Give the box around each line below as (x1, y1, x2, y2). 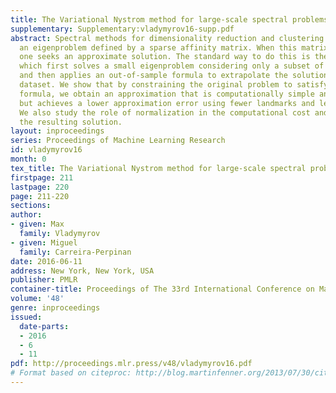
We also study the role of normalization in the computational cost (19, 107, 311, 118)
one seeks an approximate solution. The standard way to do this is (19, 52, 311, 62)
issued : (10, 312, 43, 322)
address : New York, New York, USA (10, 266, 155, 276)
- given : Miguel (10, 237, 78, 248)
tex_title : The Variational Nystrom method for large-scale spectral (10, 163, 307, 173)
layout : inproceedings (10, 126, 105, 136)
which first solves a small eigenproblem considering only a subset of (19, 61, 325, 71)
